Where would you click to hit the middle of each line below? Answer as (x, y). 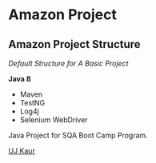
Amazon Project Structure (75, 44)
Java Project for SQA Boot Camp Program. (78, 135)
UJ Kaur (22, 151)
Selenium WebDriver (54, 120)
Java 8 (20, 79)
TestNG (32, 103)
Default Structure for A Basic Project (68, 63)
